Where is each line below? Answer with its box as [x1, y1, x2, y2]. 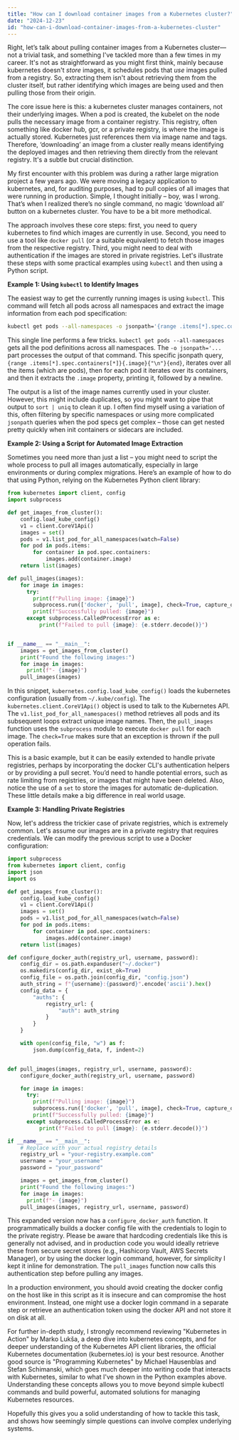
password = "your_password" [20, 1164, 103, 1171]
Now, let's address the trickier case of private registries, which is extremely [7, 819, 228, 828]
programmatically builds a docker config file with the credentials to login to [7, 1224, 227, 1233]
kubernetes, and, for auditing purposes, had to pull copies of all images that [7, 185, 230, 193]
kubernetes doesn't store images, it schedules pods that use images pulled [7, 66, 228, 75]
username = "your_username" [20, 1158, 103, 1165]
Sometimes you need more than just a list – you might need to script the [7, 453, 218, 462]
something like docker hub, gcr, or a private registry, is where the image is [7, 125, 225, 134]
